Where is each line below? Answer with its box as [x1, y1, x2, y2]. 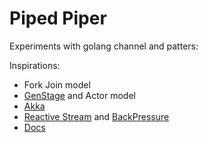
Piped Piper [9, 7, 107, 30]
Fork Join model [23, 78, 91, 91]
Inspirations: [9, 59, 61, 71]
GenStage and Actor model [23, 89, 136, 101]
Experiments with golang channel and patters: [9, 40, 199, 52]
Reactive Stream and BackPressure [23, 110, 170, 122]
